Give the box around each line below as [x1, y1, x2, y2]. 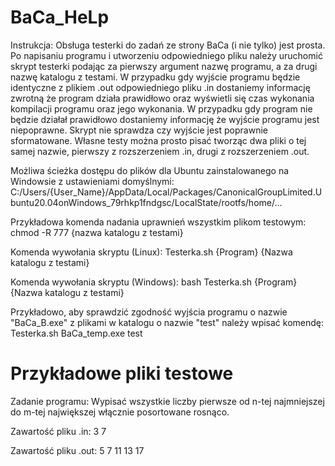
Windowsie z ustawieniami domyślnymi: [10, 175, 175, 187]
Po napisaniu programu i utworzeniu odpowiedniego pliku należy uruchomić [10, 49, 323, 61]
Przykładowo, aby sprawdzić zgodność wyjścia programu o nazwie [10, 306, 288, 318]
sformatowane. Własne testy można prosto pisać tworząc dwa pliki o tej [10, 134, 307, 146]
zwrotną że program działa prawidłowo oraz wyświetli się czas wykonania [10, 92, 315, 104]
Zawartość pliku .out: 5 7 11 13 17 [10, 444, 145, 456]
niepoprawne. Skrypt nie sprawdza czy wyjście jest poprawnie [10, 124, 268, 136]
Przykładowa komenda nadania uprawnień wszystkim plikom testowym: [10, 216, 307, 228]
